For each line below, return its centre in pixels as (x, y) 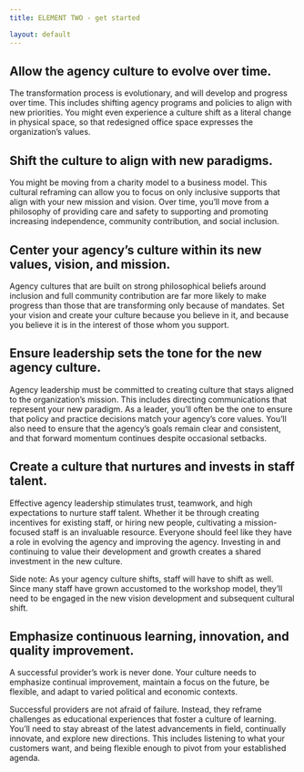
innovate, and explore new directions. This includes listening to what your (147, 738)
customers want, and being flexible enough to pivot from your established (148, 748)
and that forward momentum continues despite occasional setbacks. (138, 437)
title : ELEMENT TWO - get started (75, 18)
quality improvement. (72, 650)
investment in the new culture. (66, 561)
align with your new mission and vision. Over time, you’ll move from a (139, 202)
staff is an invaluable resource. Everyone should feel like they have (167, 532)
